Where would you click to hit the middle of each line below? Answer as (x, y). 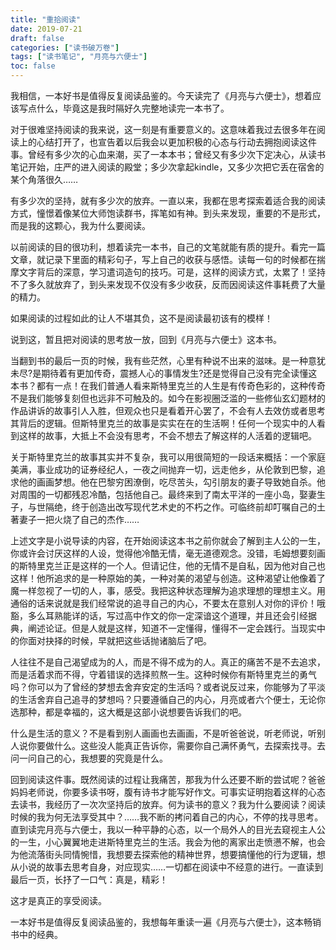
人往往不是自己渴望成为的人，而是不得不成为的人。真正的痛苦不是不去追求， (168, 662)
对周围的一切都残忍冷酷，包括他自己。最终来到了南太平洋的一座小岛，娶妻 (163, 494)
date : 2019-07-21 (46, 29)
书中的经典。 (36, 934)
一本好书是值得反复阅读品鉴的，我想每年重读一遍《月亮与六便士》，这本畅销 (166, 922)
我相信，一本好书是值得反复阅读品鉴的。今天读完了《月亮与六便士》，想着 (161, 95)
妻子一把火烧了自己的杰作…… (79, 519)
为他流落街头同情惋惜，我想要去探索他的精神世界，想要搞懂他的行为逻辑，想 (168, 854)
